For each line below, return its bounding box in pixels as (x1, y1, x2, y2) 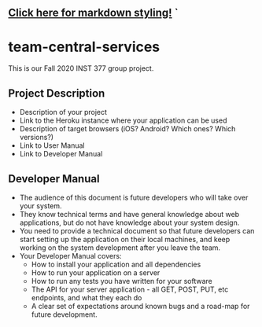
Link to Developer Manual (19, 149, 103, 159)
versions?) (19, 133, 54, 142)
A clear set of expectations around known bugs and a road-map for (31, 301, 250, 310)
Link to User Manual (19, 141, 85, 150)
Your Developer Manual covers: (19, 251, 122, 260)
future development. (31, 310, 98, 319)
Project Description (8, 86, 105, 100)
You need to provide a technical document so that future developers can (19, 226, 255, 235)
